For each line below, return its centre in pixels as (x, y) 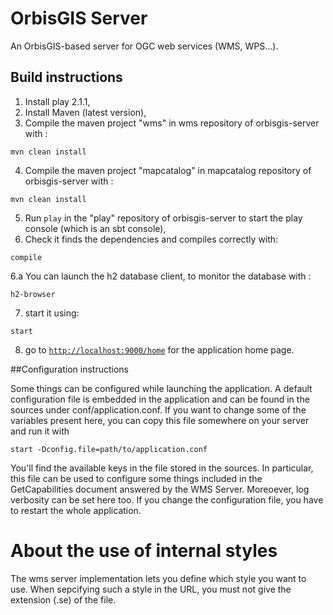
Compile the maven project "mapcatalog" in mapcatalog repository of (168, 170)
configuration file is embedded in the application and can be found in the (160, 399)
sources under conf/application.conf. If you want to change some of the (158, 409)
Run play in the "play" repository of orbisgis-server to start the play (163, 218)
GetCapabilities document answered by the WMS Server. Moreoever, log (160, 489)
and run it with (40, 431)
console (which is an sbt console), (95, 228)
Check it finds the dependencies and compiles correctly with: (151, 239)
